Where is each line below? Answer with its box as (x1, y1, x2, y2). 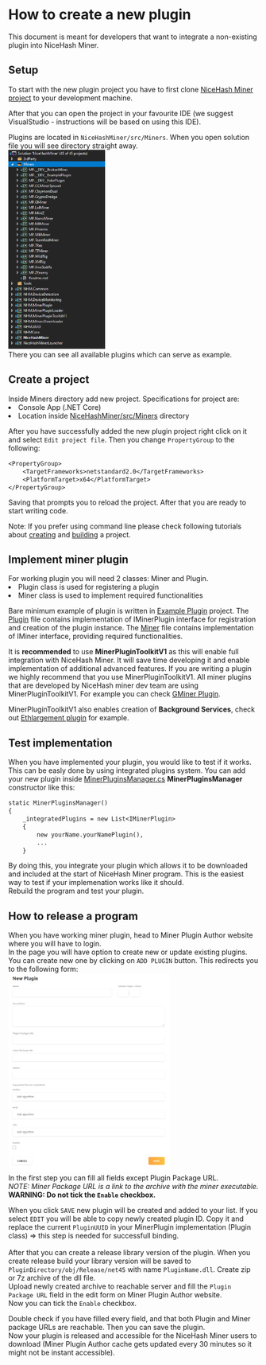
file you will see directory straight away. (8, 141, 138, 150)
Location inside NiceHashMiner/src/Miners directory (18, 411, 190, 420)
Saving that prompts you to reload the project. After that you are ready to (8, 497, 247, 507)
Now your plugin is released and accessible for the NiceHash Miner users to (8, 1331, 257, 1340)
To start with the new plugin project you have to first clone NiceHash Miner (8, 84, 254, 94)
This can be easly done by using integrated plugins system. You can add (8, 766, 246, 775)
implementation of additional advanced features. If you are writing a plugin (8, 664, 253, 673)
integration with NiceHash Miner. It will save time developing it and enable (8, 655, 250, 665)
